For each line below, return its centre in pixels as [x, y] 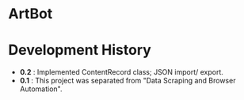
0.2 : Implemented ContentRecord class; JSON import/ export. [122, 72]
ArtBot [30, 14]
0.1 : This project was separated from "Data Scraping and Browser [128, 81]
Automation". [41, 89]
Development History [80, 50]
